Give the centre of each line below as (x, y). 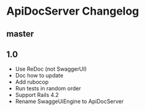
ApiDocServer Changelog (73, 11)
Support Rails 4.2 (37, 95)
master (20, 34)
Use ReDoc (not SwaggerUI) (51, 69)
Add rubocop (32, 82)
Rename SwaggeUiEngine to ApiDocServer (69, 101)
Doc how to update (39, 76)
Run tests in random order (48, 88)
